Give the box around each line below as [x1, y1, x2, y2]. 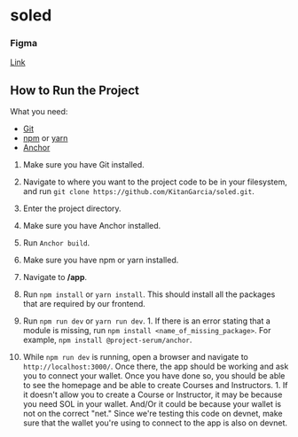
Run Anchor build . [22, 238, 90, 248]
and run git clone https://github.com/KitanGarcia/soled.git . [22, 186, 255, 197]
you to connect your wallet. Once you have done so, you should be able [22, 371, 286, 381]
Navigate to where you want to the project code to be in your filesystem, [22, 176, 287, 187]
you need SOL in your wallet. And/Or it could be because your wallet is [22, 399, 282, 410]
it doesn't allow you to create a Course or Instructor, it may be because [22, 389, 283, 400]
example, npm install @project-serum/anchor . [22, 334, 192, 346]
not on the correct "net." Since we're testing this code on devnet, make [22, 409, 283, 419]
